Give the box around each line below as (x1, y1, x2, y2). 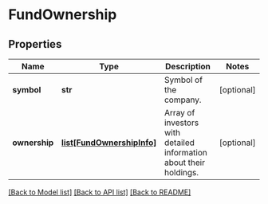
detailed (164, 137, 195, 148)
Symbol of (164, 74, 203, 85)
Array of (164, 108, 195, 118)
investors (164, 117, 199, 128)
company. (164, 94, 202, 105)
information (164, 147, 207, 158)
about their (164, 157, 206, 168)
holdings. (164, 167, 199, 178)
